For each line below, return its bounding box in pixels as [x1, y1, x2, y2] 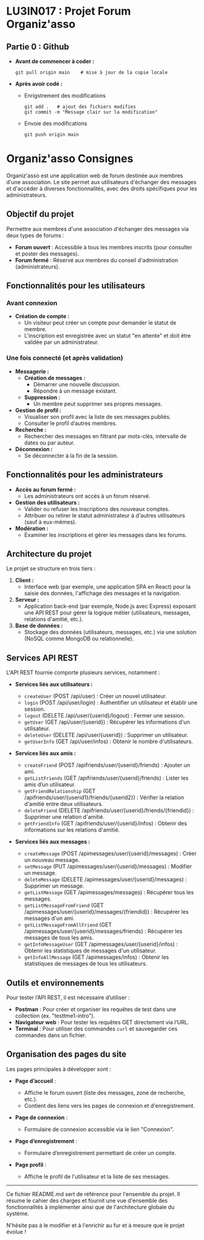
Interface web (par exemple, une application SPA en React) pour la [24, 583, 191, 591]
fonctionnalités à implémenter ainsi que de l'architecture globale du [6, 1203, 175, 1211]
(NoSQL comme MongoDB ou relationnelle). [24, 635, 134, 643]
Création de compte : [15, 313, 70, 320]
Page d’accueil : [15, 1077, 56, 1085]
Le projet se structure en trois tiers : [6, 565, 96, 572]
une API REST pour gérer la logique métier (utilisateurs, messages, [24, 609, 191, 616]
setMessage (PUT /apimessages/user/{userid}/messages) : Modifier [24, 863, 192, 870]
